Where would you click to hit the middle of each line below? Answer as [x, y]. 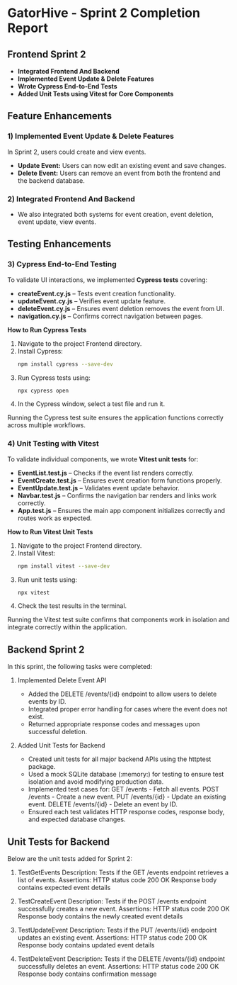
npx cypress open [43, 390]
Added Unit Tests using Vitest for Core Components [96, 94]
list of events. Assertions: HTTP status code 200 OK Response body [117, 880]
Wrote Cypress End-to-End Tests [68, 86]
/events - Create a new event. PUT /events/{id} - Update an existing [127, 797]
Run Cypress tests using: [54, 378]
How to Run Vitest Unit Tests [50, 531]
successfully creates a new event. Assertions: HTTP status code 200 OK [123, 909]
